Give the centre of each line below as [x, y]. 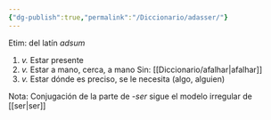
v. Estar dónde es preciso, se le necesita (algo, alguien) [123, 79]
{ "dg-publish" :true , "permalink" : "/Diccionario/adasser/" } [118, 17]
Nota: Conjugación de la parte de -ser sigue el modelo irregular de [131, 96]
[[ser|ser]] [27, 105]
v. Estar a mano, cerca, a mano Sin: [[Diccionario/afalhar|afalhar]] [142, 69]
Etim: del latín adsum [47, 43]
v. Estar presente [52, 60]
